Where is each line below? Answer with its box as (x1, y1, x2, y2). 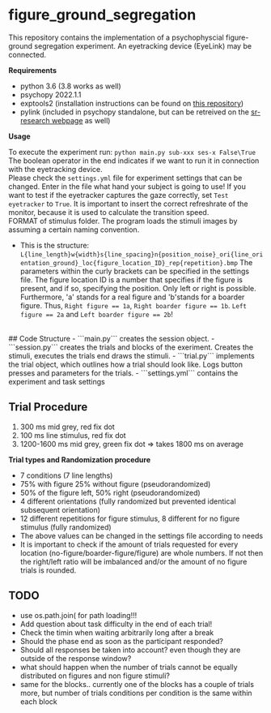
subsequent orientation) (19, 505, 101, 514)
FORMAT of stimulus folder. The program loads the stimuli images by (8, 216, 238, 225)
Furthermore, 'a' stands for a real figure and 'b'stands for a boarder (19, 292, 245, 302)
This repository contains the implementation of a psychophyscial (8, 32, 224, 42)
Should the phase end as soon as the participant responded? (19, 636, 224, 646)
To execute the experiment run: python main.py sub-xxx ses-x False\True (8, 147, 256, 157)
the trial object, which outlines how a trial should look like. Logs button (8, 359, 243, 369)
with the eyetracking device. (8, 164, 103, 174)
